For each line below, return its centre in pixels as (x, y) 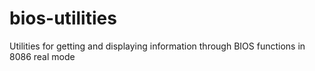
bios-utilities (63, 18)
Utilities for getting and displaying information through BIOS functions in (157, 46)
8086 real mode (42, 56)
